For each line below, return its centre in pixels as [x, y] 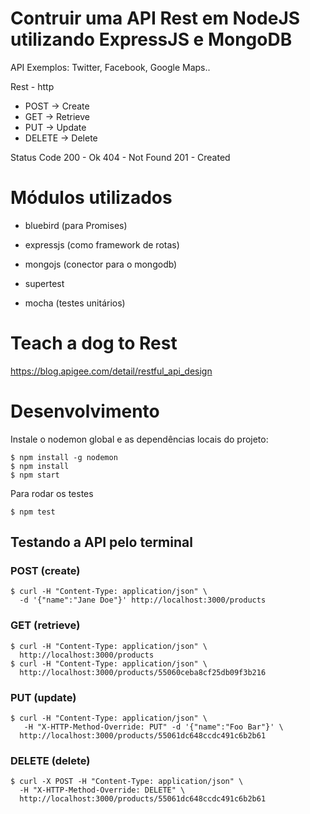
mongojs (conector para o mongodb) [101, 264]
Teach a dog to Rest [94, 343]
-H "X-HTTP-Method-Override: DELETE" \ [102, 790]
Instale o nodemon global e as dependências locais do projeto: [139, 439]
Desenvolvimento [85, 411]
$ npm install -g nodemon [64, 457]
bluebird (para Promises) [76, 225]
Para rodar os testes [52, 493]
